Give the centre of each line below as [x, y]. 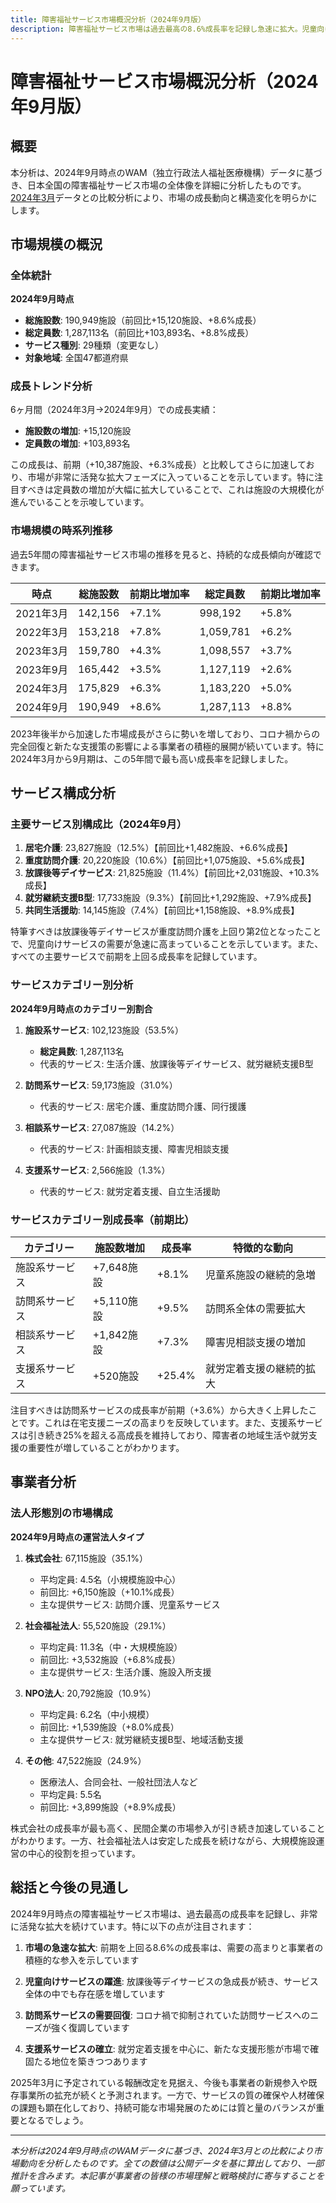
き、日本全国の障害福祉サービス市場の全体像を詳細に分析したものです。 [158, 185]
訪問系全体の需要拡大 [255, 1309]
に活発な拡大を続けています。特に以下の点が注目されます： [132, 1926]
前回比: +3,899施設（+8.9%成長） [110, 1807]
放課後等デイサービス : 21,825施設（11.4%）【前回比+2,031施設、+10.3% [172, 873]
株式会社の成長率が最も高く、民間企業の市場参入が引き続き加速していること [168, 1828]
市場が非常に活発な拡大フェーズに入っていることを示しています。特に [171, 477]
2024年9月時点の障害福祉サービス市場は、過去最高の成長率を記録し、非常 [164, 1913]
